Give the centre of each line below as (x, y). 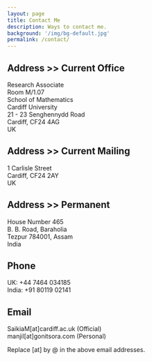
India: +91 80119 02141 (39, 290)
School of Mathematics (40, 99)
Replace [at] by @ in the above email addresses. (76, 350)
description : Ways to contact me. (57, 27)
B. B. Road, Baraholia (37, 229)
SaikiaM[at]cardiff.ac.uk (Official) (54, 329)
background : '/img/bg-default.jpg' (59, 33)
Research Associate (36, 84)
